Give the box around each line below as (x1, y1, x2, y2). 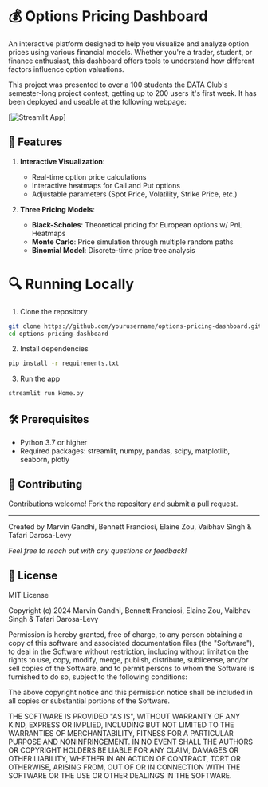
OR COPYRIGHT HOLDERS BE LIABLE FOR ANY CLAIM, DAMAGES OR (8, 745, 239, 755)
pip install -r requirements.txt (8, 359, 120, 368)
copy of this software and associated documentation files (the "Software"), (8, 638, 255, 647)
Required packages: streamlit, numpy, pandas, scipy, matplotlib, (19, 446, 231, 456)
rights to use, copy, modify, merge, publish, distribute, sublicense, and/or (8, 655, 249, 664)
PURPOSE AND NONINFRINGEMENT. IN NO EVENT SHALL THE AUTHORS (8, 737, 254, 746)
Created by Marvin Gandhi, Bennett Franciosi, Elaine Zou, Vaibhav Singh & (8, 521, 252, 532)
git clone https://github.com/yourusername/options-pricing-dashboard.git (8, 322, 262, 330)
